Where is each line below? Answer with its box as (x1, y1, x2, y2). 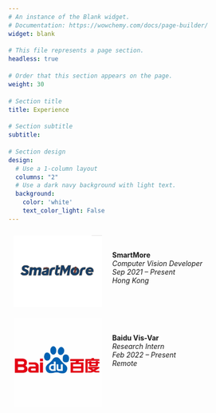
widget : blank (8, 30, 56, 38)
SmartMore (112, 250, 151, 260)
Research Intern (112, 342, 165, 351)
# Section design (8, 148, 66, 156)
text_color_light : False (22, 207, 105, 215)
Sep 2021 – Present (112, 267, 175, 276)
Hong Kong (112, 276, 150, 285)
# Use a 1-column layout (15, 165, 98, 173)
